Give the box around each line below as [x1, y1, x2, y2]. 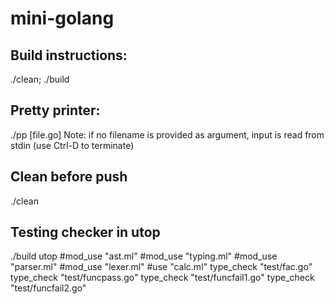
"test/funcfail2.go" [10, 282, 87, 294]
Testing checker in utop [10, 224, 161, 241]
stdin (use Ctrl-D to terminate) [10, 139, 135, 151]
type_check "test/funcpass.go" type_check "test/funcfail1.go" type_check [10, 272, 315, 284]
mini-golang [10, 7, 115, 30]
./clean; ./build [10, 73, 70, 85]
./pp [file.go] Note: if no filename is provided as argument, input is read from [10, 128, 325, 141]
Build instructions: [10, 47, 128, 64]
